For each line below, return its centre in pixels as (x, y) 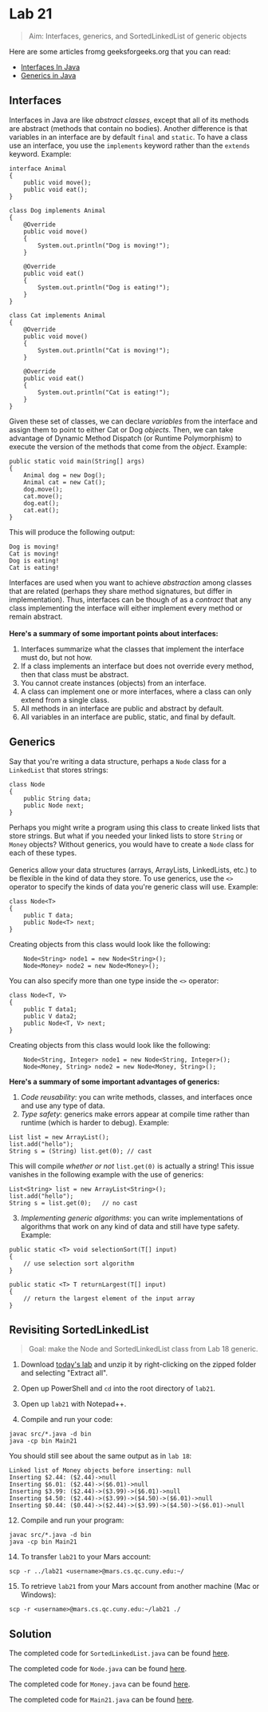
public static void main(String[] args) (77, 461)
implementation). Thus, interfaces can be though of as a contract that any (130, 599)
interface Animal (38, 169)
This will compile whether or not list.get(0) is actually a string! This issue (132, 1166)
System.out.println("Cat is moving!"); (104, 350)
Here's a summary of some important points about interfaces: (114, 633)
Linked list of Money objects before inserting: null (100, 1471)
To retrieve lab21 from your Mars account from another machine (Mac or (140, 1587)
